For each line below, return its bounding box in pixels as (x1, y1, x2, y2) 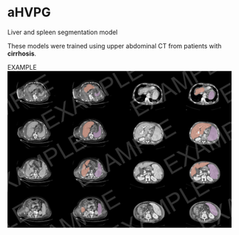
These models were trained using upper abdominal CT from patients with (7, 41, 222, 50)
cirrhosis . (7, 49, 37, 58)
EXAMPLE (7, 63, 37, 71)
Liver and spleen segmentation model (7, 28, 118, 36)
